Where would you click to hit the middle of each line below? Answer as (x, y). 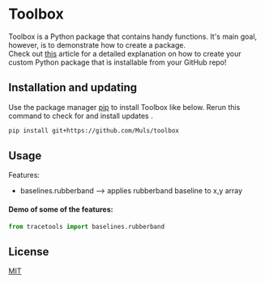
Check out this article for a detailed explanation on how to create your (125, 53)
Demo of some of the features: (61, 209)
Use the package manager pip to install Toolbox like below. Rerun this (124, 107)
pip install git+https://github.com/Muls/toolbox (94, 130)
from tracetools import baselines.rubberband (86, 226)
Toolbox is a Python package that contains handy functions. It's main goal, (133, 36)
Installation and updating (73, 88)
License (29, 251)
